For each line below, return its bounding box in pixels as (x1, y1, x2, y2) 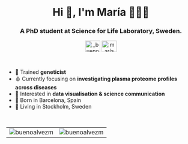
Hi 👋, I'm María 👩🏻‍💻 (52, 5, 150, 19)
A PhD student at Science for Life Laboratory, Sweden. (20, 27, 182, 35)
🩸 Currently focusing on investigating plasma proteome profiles (14, 75, 178, 83)
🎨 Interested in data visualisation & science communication (14, 90, 165, 98)
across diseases (14, 84, 57, 91)
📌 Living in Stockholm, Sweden (14, 103, 92, 110)
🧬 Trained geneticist (14, 68, 66, 76)
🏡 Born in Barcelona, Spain (14, 97, 82, 104)
